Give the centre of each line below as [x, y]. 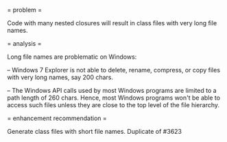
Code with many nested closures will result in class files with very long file [112, 23]
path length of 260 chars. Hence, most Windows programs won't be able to [114, 98]
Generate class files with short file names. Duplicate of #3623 [94, 131]
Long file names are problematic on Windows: [72, 57]
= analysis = [24, 43]
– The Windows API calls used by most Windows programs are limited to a [112, 90]
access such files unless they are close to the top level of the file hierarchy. [113, 105]
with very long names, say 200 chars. [60, 77]
